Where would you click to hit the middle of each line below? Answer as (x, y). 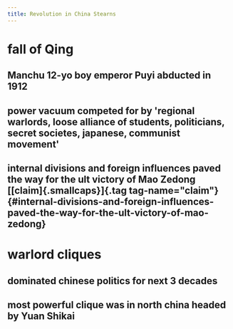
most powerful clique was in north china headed (117, 304)
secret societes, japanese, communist (94, 133)
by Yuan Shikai (41, 316)
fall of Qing (41, 49)
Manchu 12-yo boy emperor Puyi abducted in (109, 75)
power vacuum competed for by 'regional (101, 111)
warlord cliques (55, 255)
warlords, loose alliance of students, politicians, (116, 122)
